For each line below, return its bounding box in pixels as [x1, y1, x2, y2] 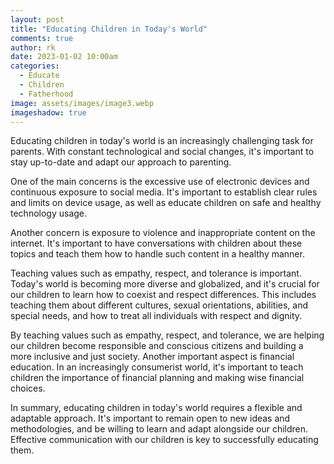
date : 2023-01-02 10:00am [10, 52, 118, 62]
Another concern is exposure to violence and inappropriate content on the [10, 227, 316, 239]
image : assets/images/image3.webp [10, 98, 155, 108]
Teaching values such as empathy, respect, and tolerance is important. [10, 267, 302, 280]
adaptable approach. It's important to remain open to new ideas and [10, 412, 291, 425]
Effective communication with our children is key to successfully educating [10, 434, 319, 446]
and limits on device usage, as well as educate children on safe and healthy [10, 197, 322, 209]
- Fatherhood [19, 89, 74, 99]
